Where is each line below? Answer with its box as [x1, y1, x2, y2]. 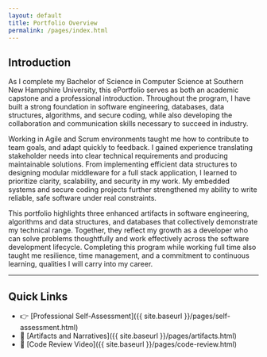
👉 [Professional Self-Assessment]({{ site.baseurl [19, 311, 183, 321]
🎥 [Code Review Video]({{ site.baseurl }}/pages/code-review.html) [19, 340, 237, 349]
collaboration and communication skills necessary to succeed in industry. [8, 119, 249, 129]
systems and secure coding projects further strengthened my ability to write [8, 185, 257, 194]
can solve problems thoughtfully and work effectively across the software [8, 234, 250, 244]
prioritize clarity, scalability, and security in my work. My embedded [8, 176, 230, 186]
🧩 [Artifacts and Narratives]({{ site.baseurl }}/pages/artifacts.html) [19, 331, 237, 340]
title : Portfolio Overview [8, 19, 98, 27]
